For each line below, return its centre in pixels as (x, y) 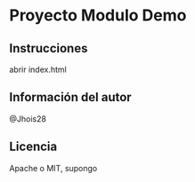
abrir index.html (38, 69)
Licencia (33, 147)
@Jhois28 (28, 119)
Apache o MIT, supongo (53, 168)
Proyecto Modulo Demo (98, 16)
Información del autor (70, 97)
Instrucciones (49, 48)
